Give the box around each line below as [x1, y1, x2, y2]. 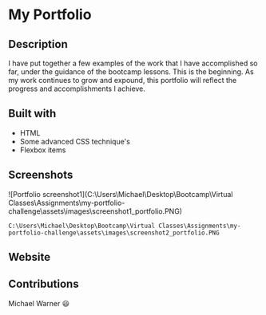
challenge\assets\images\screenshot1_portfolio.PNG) [8, 206, 182, 216]
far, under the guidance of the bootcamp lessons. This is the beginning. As [8, 67, 254, 77]
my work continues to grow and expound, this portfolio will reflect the [8, 76, 237, 85]
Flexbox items [19, 145, 66, 155]
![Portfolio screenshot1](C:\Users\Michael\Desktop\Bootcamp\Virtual [8, 189, 233, 199]
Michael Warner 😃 [8, 298, 70, 308]
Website [8, 250, 50, 264]
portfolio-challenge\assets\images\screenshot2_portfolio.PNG [8, 229, 220, 237]
